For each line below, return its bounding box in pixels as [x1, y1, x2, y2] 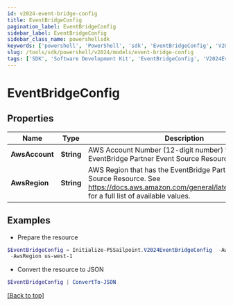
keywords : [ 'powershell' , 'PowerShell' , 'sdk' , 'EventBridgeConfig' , [7, 42, 213, 49]
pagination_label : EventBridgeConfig [7, 23, 116, 30]
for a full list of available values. [87, 191, 191, 201]
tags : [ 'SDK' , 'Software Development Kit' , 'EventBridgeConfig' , [7, 56, 200, 62]
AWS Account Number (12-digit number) [87, 145, 224, 155]
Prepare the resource [17, 233, 78, 241]
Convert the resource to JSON [17, 265, 104, 274]
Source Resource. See [87, 173, 161, 183]
